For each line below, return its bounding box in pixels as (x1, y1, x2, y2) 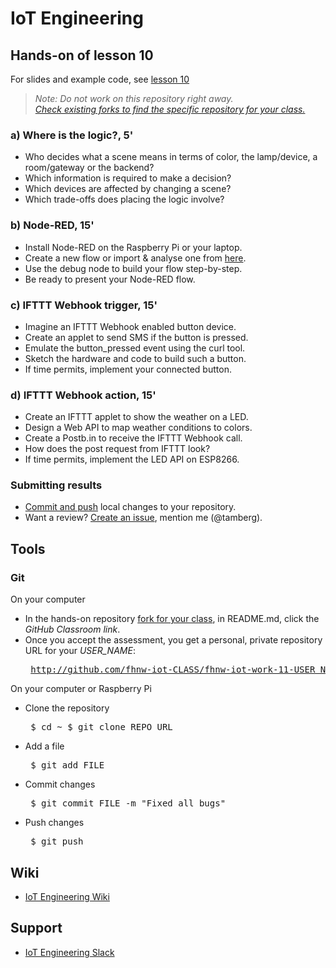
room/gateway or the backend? (24, 162, 155, 174)
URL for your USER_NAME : (24, 645, 136, 657)
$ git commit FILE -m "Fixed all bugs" (30, 798, 227, 809)
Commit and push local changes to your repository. (24, 501, 237, 513)
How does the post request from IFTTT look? (24, 443, 211, 455)
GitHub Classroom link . (24, 623, 121, 636)
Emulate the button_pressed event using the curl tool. (24, 342, 246, 354)
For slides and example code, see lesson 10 (10, 73, 190, 85)
